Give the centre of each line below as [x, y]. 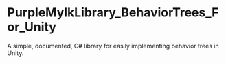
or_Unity [32, 27]
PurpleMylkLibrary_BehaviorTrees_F [113, 13]
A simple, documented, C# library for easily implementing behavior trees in [113, 46]
